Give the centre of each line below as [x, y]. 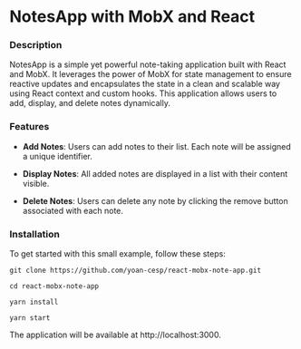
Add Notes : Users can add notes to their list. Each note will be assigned [157, 146]
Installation [35, 234]
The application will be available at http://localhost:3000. [116, 335]
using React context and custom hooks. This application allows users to [143, 93]
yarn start [30, 318]
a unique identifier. [58, 156]
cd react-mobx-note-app [54, 286]
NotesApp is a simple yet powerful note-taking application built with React [148, 64]
